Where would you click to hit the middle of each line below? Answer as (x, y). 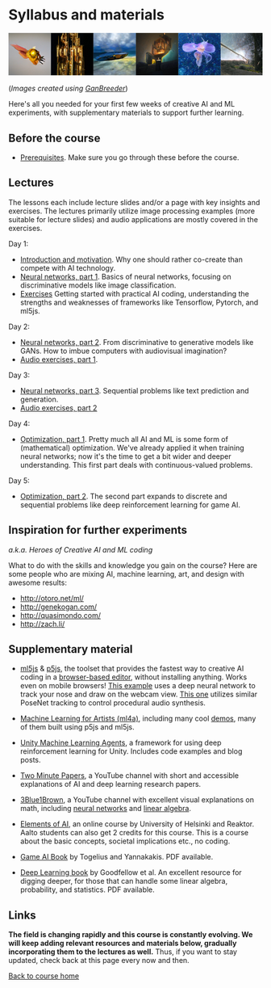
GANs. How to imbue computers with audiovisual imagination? (123, 351)
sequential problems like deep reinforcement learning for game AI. (130, 505)
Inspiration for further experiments (98, 530)
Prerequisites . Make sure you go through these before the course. (129, 157)
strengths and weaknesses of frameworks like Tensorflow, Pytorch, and (139, 302)
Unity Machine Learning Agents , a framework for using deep (121, 743)
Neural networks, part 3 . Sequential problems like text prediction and (134, 390)
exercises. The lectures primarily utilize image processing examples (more (132, 211)
